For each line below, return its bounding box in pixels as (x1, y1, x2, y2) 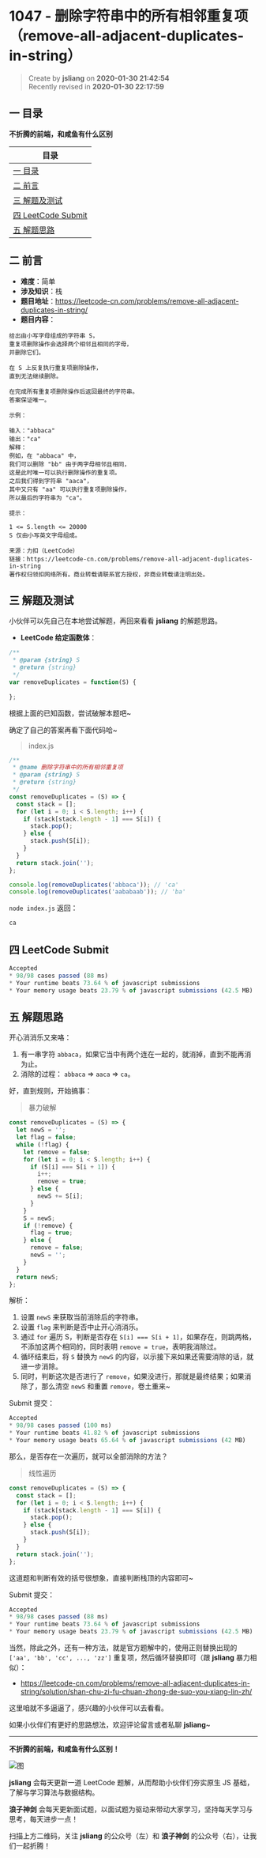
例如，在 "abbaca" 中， (9, 451, 80, 459)
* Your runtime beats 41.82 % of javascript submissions (9, 1429, 200, 1437)
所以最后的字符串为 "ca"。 (9, 493, 86, 502)
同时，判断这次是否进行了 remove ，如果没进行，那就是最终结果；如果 (20, 1372, 245, 1381)
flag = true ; (29, 1229, 73, 1237)
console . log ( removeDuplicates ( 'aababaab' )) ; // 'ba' (9, 888, 186, 896)
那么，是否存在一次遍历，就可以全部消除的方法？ (9, 1452, 168, 1461)
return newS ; (16, 1273, 59, 1281)
